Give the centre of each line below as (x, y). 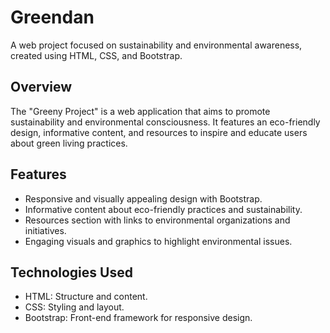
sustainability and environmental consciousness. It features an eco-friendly (165, 122)
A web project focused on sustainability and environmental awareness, (156, 45)
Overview (41, 87)
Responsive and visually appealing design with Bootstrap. (143, 198)
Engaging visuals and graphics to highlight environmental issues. (158, 241)
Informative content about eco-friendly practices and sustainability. (163, 209)
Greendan (52, 17)
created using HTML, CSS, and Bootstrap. (96, 55)
